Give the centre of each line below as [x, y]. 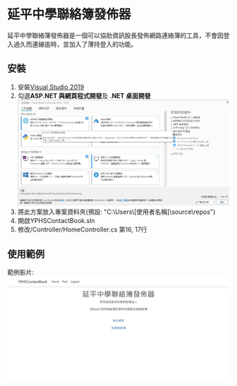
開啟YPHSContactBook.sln [56, 221]
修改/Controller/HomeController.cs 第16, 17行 [82, 229]
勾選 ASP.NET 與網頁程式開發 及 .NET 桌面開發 [84, 95]
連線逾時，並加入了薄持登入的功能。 [84, 44]
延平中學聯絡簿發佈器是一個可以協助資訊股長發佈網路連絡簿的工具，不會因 [115, 35]
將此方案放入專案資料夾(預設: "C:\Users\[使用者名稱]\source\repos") [116, 212]
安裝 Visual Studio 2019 [51, 87]
